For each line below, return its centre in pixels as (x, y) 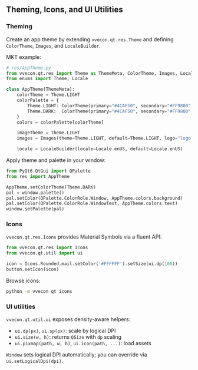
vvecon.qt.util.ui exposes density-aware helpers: (68, 319)
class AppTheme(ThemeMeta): (41, 90)
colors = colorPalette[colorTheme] (60, 122)
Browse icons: (23, 280)
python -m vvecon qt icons (39, 291)
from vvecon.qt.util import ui (44, 253)
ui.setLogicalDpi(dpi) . (35, 361)
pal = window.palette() (35, 193)
